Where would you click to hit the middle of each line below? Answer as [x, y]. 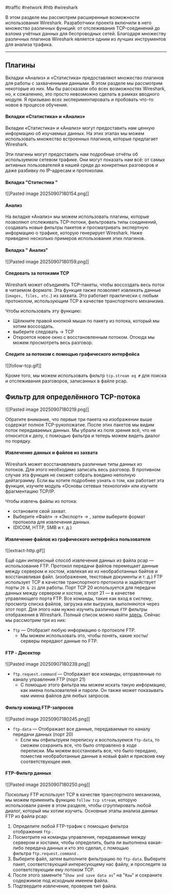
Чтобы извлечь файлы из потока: [41, 501]
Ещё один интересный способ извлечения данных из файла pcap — [80, 560]
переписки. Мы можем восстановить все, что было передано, [89, 750]
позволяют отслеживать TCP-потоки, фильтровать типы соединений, [81, 222]
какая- [155, 842]
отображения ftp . [33, 832]
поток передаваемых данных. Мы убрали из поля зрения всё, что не [81, 430]
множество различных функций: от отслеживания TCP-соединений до [83, 28]
